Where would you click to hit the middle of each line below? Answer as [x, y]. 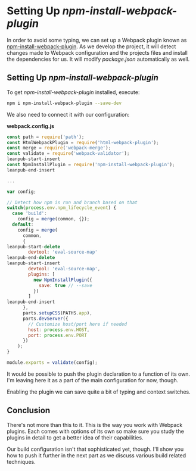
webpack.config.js [31, 126]
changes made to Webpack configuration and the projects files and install [97, 52]
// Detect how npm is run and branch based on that [72, 202]
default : [23, 224]
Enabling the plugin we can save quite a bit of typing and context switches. [99, 392]
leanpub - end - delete [31, 258]
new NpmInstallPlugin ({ [63, 280]
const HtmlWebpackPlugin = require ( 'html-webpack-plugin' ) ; [83, 142]
